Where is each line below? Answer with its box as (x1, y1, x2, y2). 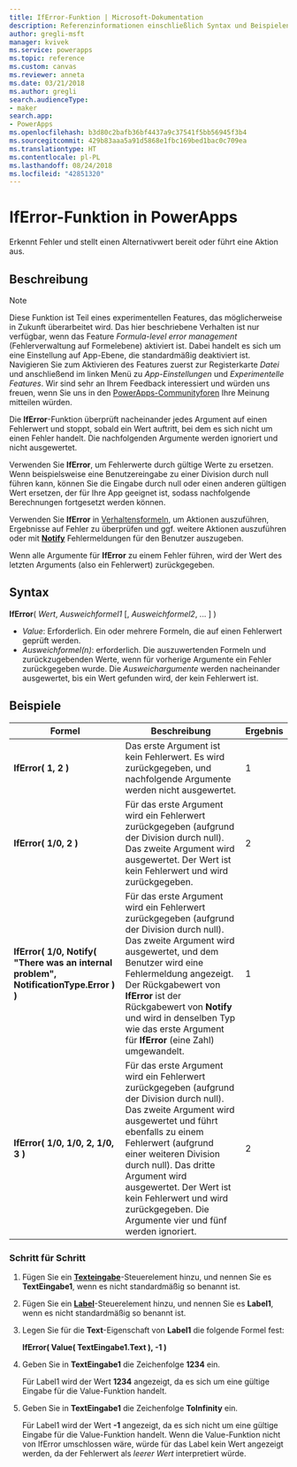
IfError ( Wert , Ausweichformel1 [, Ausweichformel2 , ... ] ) (9, 608, 217, 619)
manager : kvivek (9, 37, 69, 47)
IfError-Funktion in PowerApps (9, 207, 239, 227)
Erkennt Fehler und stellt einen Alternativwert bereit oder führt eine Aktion (9, 236, 278, 248)
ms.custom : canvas (9, 63, 77, 72)
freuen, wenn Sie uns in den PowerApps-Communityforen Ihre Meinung (9, 388, 270, 398)
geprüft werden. (21, 634, 81, 646)
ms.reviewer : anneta (9, 71, 86, 80)
